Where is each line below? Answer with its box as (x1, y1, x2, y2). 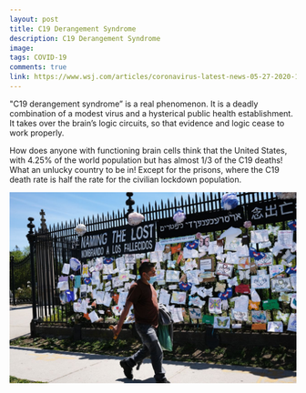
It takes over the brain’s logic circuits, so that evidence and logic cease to (9, 117, 285, 128)
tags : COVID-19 (9, 53, 67, 63)
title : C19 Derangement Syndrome (9, 24, 137, 34)
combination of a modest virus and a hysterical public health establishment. (9, 107, 293, 118)
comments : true (9, 63, 67, 72)
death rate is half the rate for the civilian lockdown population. (9, 174, 242, 185)
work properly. (9, 127, 65, 138)
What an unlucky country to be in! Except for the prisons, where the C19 (9, 164, 280, 175)
